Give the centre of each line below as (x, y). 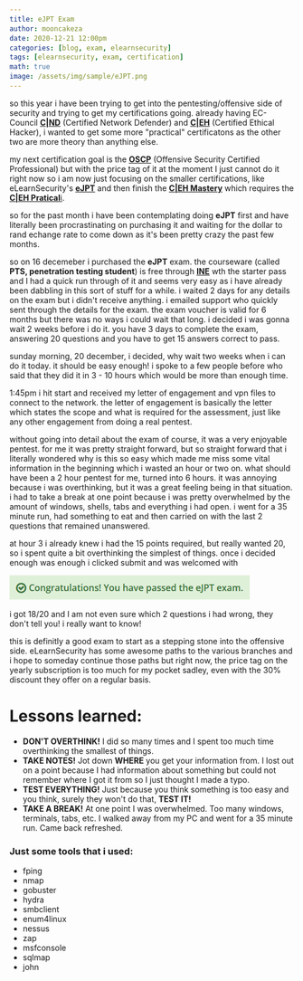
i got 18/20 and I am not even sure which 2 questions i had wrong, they (142, 614)
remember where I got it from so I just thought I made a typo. (136, 779)
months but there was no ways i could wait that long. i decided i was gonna (150, 319)
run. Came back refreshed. (73, 827)
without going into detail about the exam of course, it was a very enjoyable (148, 439)
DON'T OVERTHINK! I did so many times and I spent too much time (148, 741)
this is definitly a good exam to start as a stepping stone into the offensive (147, 641)
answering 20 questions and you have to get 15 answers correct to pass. (145, 338)
